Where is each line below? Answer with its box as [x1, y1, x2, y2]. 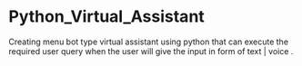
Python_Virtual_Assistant [8, 6, 206, 27]
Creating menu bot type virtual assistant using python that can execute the [8, 36, 288, 47]
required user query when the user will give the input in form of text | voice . [8, 45, 294, 56]
